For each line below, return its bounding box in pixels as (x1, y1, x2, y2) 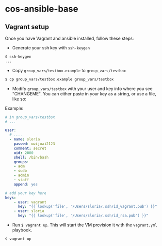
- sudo (14, 169, 27, 173)
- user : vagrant (14, 200, 47, 204)
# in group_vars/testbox (5, 115, 55, 120)
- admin (14, 173, 29, 178)
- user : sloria (14, 209, 45, 214)
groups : (14, 159, 29, 164)
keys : (5, 195, 16, 200)
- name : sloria (9, 137, 40, 142)
